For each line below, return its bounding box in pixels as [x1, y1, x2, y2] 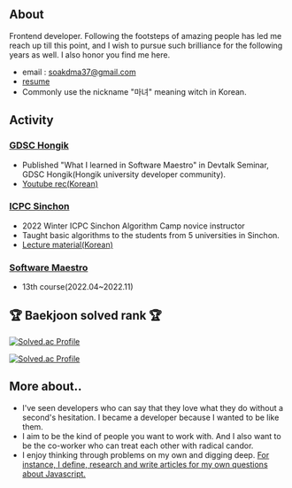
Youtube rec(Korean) [21, 178, 99, 189]
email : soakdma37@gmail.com [21, 66, 136, 77]
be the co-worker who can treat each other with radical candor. [21, 440, 254, 451]
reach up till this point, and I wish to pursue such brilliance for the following [9, 40, 283, 50]
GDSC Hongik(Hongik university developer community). [21, 168, 227, 180]
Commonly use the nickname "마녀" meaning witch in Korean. [21, 86, 247, 97]
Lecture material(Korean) [21, 239, 113, 250]
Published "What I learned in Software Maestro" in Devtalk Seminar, [21, 159, 270, 170]
